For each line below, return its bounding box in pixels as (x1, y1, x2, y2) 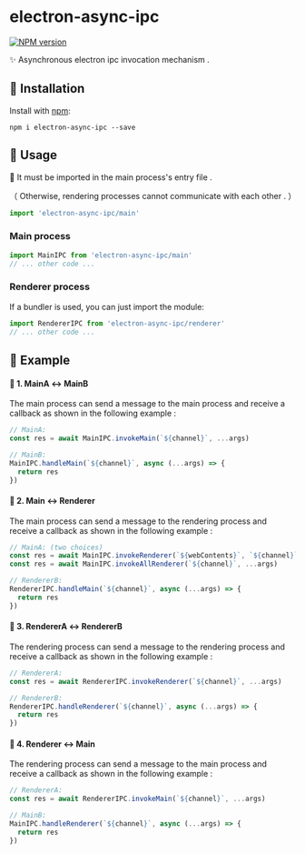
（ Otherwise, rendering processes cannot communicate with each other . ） (9, 190, 297, 201)
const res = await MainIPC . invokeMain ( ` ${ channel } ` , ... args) (9, 434, 250, 443)
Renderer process (9, 280, 91, 293)
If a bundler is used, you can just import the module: (9, 301, 204, 312)
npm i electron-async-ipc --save (9, 123, 136, 132)
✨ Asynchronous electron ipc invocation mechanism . (9, 54, 211, 65)
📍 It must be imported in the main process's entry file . (9, 171, 213, 183)
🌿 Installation (9, 81, 85, 96)
